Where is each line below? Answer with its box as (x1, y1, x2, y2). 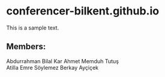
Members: (6, 42, 47, 52)
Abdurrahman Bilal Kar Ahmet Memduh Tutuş (6, 57, 119, 64)
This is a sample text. (6, 24, 59, 31)
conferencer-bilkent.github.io (6, 4, 160, 18)
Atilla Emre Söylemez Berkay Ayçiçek (6, 64, 99, 71)
